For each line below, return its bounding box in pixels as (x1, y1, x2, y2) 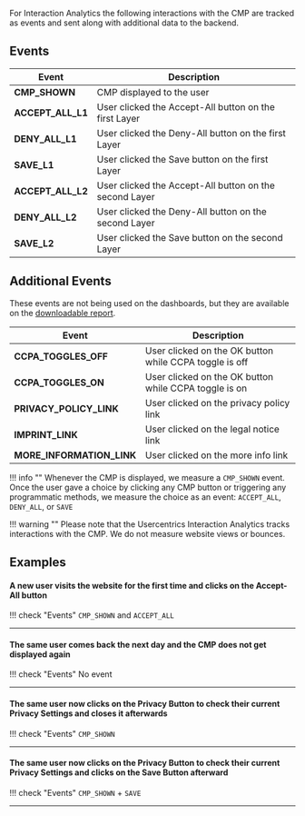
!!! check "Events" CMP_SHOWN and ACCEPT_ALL (9, 610, 174, 621)
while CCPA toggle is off (144, 355, 249, 368)
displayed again (9, 649, 71, 660)
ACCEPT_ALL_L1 (14, 106, 89, 119)
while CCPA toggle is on (144, 382, 248, 394)
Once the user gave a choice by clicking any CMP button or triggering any (9, 482, 287, 493)
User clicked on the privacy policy (144, 396, 290, 409)
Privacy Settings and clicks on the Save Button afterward (9, 767, 229, 778)
